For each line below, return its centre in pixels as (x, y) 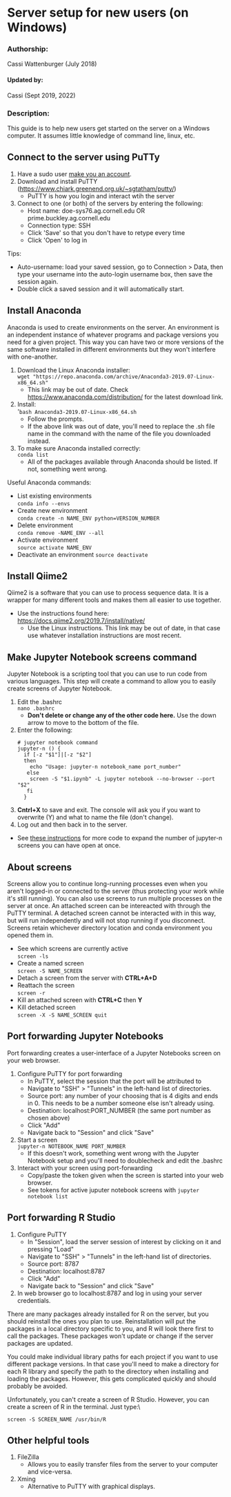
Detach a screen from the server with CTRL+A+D (87, 978)
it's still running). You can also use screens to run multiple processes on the (115, 898)
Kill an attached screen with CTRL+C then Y (80, 1000)
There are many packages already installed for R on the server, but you (108, 1314)
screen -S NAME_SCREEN (50, 971)
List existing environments (54, 496)
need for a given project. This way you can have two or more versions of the (115, 342)
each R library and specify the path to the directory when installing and (108, 1371)
